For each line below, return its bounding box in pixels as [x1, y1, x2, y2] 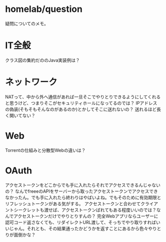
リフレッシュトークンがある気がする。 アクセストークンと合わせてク [5, 200, 145, 207]
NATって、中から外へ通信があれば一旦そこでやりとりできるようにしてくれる [5, 93, 161, 100]
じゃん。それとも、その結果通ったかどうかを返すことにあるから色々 [9, 225, 149, 232]
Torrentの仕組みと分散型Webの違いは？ [5, 147, 86, 153]
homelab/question [5, 3, 83, 15]
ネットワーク [5, 77, 58, 88]
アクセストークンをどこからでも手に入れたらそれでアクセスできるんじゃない [5, 182, 161, 188]
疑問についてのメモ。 [5, 20, 49, 26]
